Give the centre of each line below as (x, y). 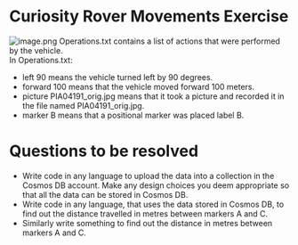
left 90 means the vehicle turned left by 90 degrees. (117, 77)
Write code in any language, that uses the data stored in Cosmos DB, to (153, 204)
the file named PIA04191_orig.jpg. (83, 105)
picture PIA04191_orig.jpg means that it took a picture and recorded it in (153, 96)
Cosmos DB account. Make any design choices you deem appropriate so (156, 185)
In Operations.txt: (41, 60)
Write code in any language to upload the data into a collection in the (148, 176)
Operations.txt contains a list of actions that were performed (169, 41)
